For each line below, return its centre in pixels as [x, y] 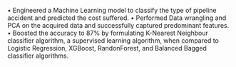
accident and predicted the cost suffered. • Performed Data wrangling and [117, 18]
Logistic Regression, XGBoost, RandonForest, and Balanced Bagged [107, 48]
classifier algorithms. [38, 56]
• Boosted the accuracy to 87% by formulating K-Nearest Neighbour [108, 33]
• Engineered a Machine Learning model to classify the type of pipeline [112, 10]
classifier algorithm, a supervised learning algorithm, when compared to [113, 41]
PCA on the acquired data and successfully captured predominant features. [118, 25]
